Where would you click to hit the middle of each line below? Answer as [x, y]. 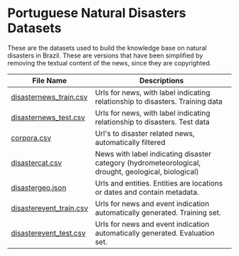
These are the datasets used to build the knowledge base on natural [107, 48]
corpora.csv [31, 138]
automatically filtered [130, 142]
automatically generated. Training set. [158, 213]
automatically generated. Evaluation [155, 233]
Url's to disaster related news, [145, 133]
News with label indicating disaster [153, 154]
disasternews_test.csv [48, 117]
